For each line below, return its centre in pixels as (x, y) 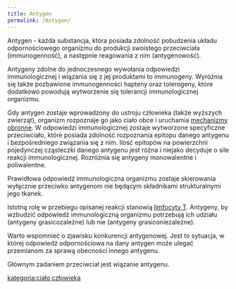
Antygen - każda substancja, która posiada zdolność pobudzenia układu (112, 40)
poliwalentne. (27, 165)
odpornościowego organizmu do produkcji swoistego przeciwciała (104, 48)
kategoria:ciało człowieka (44, 278)
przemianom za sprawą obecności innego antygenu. (83, 250)
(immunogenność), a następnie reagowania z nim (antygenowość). (104, 55)
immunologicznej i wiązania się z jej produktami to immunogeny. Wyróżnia (115, 76)
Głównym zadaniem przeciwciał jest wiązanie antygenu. (88, 264)
